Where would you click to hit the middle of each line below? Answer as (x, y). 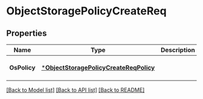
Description (178, 50)
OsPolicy (22, 67)
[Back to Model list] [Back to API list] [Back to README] (76, 90)
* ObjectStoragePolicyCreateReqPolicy (98, 67)
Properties (27, 33)
